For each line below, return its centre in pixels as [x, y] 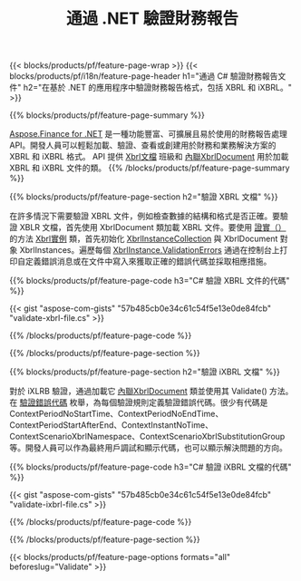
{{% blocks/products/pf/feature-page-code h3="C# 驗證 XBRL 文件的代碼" [150, 281]
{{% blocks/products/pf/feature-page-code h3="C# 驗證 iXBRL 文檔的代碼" [150, 467]
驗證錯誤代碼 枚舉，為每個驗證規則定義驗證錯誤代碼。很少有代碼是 [144, 402]
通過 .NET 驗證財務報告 [152, 19]
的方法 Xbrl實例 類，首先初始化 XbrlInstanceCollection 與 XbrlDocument [144, 239]
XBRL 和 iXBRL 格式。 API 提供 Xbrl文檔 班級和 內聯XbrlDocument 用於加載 [149, 157]
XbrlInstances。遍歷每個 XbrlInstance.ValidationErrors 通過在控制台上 [150, 250]
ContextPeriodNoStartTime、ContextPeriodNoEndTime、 [117, 414]
